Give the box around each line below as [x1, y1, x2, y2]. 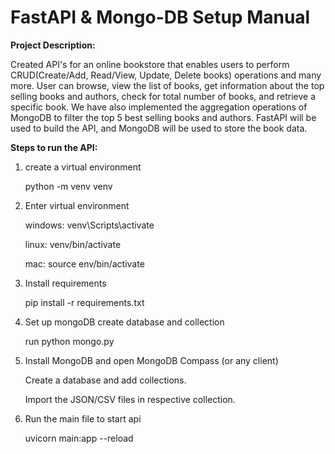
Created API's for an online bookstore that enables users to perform [10, 58, 290, 70]
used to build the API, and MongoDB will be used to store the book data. [10, 122, 308, 134]
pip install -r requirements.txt [24, 296, 145, 308]
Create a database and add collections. [24, 374, 187, 386]
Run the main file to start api [24, 412, 142, 425]
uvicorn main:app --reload [24, 432, 134, 444]
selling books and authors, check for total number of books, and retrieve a [10, 90, 317, 102]
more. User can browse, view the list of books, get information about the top [10, 79, 325, 91]
